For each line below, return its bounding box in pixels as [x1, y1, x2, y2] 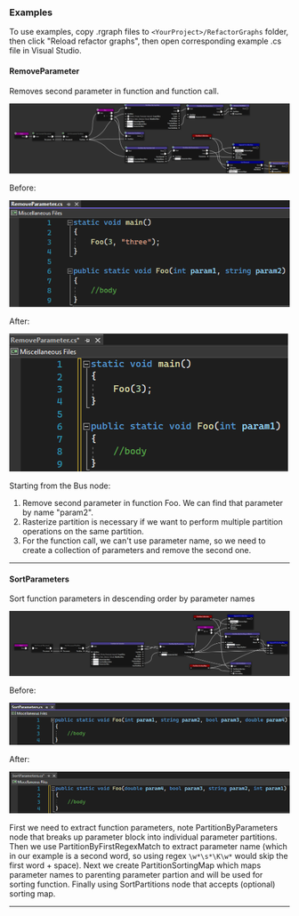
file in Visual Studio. [9, 45, 82, 56]
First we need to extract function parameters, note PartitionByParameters [9, 823, 279, 833]
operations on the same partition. [21, 526, 144, 536]
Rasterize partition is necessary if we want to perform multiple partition [21, 517, 283, 526]
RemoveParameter [9, 65, 80, 76]
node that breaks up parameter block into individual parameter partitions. [9, 832, 278, 842]
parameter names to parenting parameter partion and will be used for [9, 870, 263, 880]
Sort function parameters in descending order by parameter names [9, 593, 255, 604]
